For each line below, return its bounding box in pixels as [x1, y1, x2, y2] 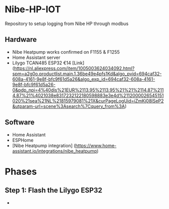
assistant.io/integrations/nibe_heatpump [12, 148, 98, 154]
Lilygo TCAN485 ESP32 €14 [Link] [12, 60, 85, 66]
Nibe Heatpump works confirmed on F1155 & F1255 [12, 49, 120, 55]
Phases [5, 166, 37, 177]
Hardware [5, 35, 37, 44]
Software [5, 118, 35, 127]
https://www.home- [75, 142, 117, 149]
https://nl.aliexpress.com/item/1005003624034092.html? [14, 65, 135, 71]
